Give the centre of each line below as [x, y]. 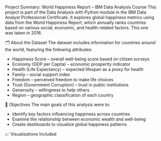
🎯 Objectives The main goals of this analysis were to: [58, 105]
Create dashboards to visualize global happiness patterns [69, 124]
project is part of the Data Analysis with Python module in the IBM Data [76, 12]
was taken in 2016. [23, 33]
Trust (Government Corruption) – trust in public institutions [70, 85]
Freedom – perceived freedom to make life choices [63, 79]
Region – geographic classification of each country [63, 95]
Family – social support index [41, 74]
